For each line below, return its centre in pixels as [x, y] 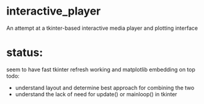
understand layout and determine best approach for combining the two [105, 88]
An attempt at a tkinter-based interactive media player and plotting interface [102, 28]
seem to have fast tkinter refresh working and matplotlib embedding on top [101, 69]
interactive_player [54, 11]
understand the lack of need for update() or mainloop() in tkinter [96, 94]
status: [25, 53]
